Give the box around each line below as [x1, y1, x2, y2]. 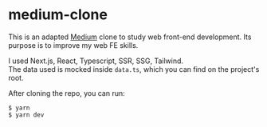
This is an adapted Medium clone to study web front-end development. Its [8, 32, 252, 42]
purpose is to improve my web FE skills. [8, 40, 139, 50]
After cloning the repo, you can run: [8, 88, 125, 97]
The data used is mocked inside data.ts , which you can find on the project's [8, 64, 260, 73]
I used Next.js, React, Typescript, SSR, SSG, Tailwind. [8, 56, 184, 65]
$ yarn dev [8, 110, 45, 119]
